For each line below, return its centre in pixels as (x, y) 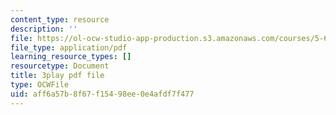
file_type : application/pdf (69, 47)
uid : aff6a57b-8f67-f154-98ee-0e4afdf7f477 (102, 94)
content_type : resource (60, 19)
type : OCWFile (40, 85)
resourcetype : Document (60, 66)
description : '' (44, 29)
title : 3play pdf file (57, 76)
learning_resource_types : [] (71, 57)
